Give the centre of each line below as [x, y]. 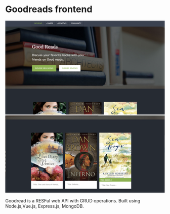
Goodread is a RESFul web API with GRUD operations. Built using [73, 201]
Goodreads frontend [49, 9]
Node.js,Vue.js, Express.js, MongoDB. [45, 206]
